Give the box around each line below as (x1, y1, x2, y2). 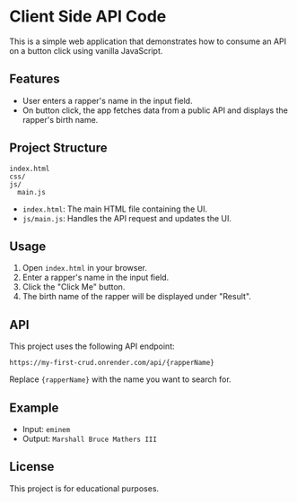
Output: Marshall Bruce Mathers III (22, 433, 157, 444)
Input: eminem (22, 424, 71, 434)
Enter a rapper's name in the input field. (22, 272, 170, 283)
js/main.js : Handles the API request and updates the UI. (22, 212, 231, 223)
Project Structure (9, 141, 108, 156)
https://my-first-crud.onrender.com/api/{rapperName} (9, 359, 215, 368)
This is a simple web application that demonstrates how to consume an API (9, 36, 287, 47)
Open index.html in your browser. (22, 263, 148, 273)
